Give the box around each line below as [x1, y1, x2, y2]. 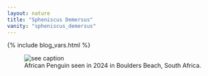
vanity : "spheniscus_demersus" [7, 22, 96, 29]
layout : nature [7, 9, 51, 17]
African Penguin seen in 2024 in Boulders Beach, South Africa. [24, 62, 202, 70]
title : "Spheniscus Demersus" [7, 16, 94, 23]
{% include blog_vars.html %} [7, 41, 91, 50]
